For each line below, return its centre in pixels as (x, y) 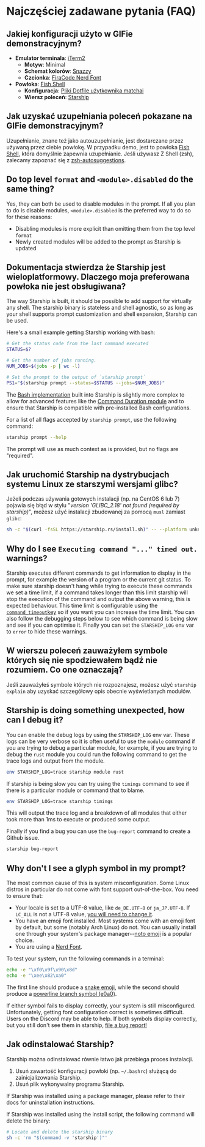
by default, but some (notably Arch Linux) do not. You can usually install (106, 927)
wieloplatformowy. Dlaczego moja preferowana (98, 277)
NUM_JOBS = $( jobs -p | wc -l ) (43, 366)
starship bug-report (33, 849)
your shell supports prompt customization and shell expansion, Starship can (102, 314)
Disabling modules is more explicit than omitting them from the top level (105, 228)
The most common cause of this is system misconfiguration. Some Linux (98, 883)
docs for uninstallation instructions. (51, 1102)
